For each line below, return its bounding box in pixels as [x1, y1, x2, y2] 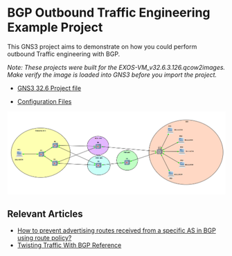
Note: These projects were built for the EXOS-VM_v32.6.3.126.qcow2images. [7, 63, 226, 71]
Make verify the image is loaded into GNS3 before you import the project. [7, 71, 217, 79]
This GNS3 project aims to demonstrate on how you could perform [7, 42, 197, 51]
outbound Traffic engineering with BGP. [7, 50, 121, 58]
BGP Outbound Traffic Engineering [7, 5, 211, 21]
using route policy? [17, 234, 72, 242]
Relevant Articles [7, 208, 83, 219]
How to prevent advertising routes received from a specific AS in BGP [17, 226, 216, 235]
